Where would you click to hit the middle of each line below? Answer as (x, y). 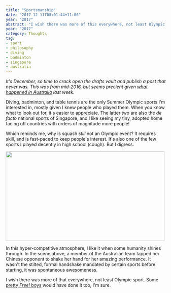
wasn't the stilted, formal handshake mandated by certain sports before (81, 264)
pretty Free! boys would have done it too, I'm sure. (58, 285)
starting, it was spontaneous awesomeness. (52, 270)
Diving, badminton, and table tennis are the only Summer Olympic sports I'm (85, 102)
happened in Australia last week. (40, 92)
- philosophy (20, 48)
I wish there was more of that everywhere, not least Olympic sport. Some (82, 280)
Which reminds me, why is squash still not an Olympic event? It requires (81, 134)
